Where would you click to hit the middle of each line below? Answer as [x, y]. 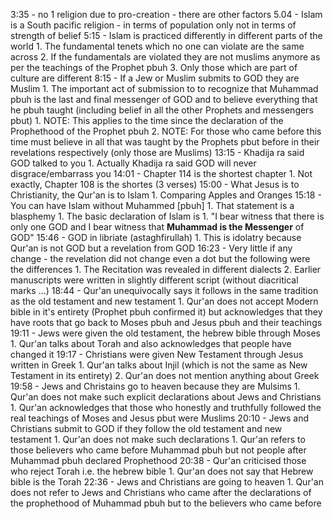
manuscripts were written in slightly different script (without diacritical [154, 280]
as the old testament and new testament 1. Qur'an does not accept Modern [164, 301]
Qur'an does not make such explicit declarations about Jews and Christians [166, 397]
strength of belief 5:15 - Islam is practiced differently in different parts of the [166, 35]
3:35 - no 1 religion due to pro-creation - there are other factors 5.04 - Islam [166, 14]
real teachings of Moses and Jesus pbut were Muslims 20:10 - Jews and [159, 418]
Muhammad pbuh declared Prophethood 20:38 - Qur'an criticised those [158, 460]
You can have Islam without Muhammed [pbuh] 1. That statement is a [152, 205]
